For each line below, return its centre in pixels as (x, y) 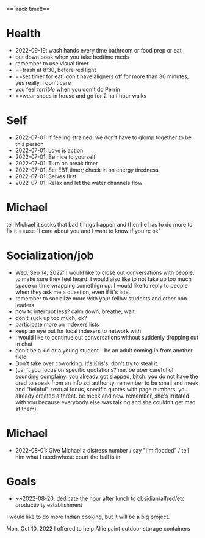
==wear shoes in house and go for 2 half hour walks (81, 96)
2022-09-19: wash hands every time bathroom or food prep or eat (98, 50)
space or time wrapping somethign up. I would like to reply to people (101, 285)
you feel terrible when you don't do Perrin (67, 89)
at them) (26, 409)
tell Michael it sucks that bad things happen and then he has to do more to (100, 224)
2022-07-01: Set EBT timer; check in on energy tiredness (87, 170)
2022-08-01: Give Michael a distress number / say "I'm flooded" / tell (102, 450)
